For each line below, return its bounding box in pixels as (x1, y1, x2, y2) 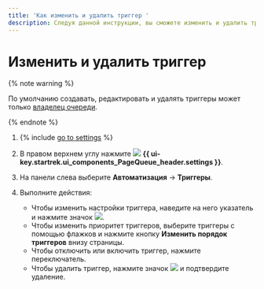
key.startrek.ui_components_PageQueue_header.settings (19, 157, 214, 167)
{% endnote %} (8, 117, 59, 127)
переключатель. (31, 254, 86, 264)
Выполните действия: (19, 188, 93, 198)
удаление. (31, 272, 66, 282)
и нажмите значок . (31, 213, 104, 222)
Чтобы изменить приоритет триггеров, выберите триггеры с (31, 221, 235, 231)
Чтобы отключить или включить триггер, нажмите (31, 246, 202, 256)
